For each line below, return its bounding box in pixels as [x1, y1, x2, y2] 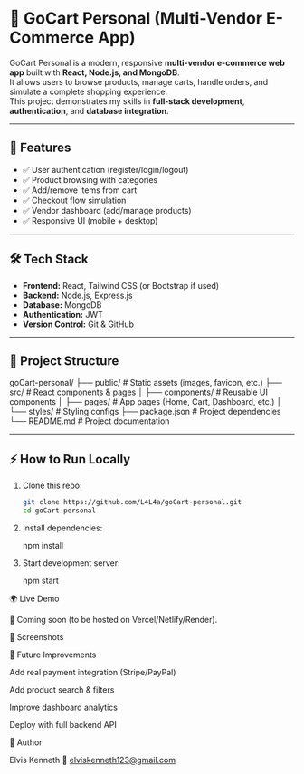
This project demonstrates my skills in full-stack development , [9, 95, 245, 107]
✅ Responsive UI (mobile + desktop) [22, 215, 158, 225]
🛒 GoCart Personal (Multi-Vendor [9, 8, 263, 29]
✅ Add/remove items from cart [22, 185, 138, 196]
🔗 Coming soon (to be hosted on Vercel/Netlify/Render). [9, 614, 218, 625]
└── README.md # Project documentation [9, 416, 170, 426]
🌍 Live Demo [9, 593, 60, 604]
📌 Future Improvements [9, 649, 97, 660]
